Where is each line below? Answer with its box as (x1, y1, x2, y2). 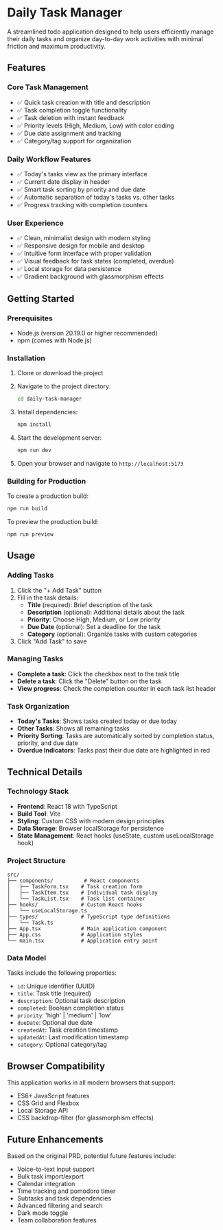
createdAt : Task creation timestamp (16, 1026, 118, 1034)
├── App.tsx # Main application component (7, 925, 167, 932)
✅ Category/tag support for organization (16, 137, 132, 145)
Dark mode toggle (16, 1209, 69, 1217)
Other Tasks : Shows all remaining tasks (16, 724, 130, 733)
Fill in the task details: (16, 593, 79, 602)
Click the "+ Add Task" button (16, 586, 102, 594)
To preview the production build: (7, 518, 99, 525)
